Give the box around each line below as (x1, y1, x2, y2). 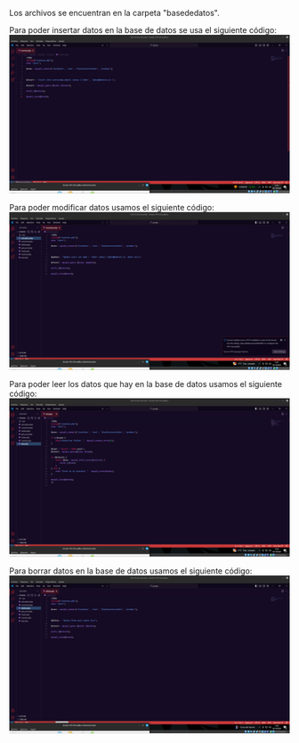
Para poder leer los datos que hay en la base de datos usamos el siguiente (9, 379, 283, 389)
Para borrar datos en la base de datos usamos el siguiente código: (9, 566, 253, 576)
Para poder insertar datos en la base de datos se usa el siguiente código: (9, 25, 278, 35)
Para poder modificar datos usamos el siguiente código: (9, 202, 215, 212)
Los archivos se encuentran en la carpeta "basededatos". (9, 8, 220, 18)
